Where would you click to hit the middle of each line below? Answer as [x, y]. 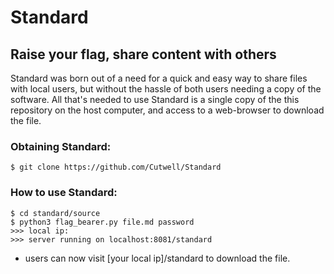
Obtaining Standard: [61, 146]
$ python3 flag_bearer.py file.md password [102, 222]
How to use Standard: [64, 193]
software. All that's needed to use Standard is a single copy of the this [155, 99]
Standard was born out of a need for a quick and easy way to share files [159, 78]
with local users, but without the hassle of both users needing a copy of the [166, 89]
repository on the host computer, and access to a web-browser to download [167, 110]
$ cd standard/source [55, 213]
